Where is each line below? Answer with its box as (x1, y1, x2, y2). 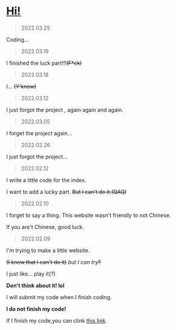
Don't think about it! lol (6, 282, 64, 289)
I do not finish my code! (6, 305, 66, 312)
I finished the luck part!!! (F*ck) (6, 59, 83, 66)
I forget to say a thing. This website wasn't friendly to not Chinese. (6, 212, 171, 219)
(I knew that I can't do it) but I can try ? (6, 258, 101, 265)
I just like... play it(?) (6, 270, 56, 277)
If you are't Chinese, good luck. (6, 223, 84, 230)
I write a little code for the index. (6, 176, 86, 184)
